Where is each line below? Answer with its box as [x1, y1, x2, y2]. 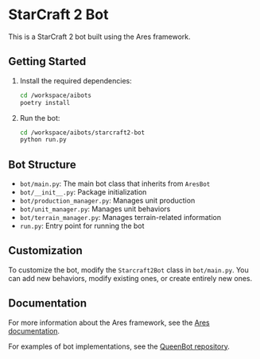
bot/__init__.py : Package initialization [19, 187, 147, 197]
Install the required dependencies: [19, 75, 133, 85]
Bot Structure [8, 157, 77, 172]
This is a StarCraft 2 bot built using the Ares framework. [8, 32, 191, 41]
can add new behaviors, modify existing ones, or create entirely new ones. [8, 273, 253, 283]
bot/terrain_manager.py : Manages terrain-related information [19, 213, 221, 222]
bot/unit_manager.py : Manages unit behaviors [19, 204, 171, 214]
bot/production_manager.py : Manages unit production [19, 196, 196, 206]
